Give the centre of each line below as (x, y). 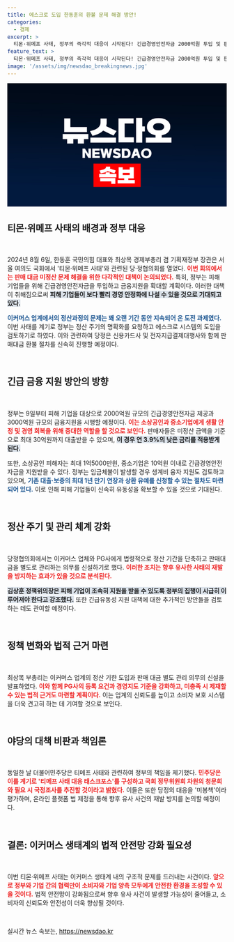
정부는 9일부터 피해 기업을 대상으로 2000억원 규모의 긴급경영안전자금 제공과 (111, 413)
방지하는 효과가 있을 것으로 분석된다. (63, 576)
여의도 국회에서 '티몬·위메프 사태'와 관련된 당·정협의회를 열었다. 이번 (106, 268)
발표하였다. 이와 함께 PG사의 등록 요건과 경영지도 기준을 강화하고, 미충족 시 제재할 (117, 686)
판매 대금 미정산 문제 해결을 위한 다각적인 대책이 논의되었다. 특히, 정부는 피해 (117, 277)
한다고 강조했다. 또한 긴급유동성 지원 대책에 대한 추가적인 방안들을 (120, 599)
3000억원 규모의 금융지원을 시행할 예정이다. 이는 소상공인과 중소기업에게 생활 (112, 422)
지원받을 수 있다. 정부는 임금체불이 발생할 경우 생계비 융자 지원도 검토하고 (125, 471)
